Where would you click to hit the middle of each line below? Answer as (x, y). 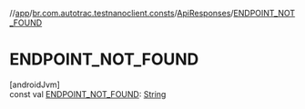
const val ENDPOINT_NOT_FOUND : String (88, 94)
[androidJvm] (35, 84)
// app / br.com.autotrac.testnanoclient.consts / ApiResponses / (122, 13)
